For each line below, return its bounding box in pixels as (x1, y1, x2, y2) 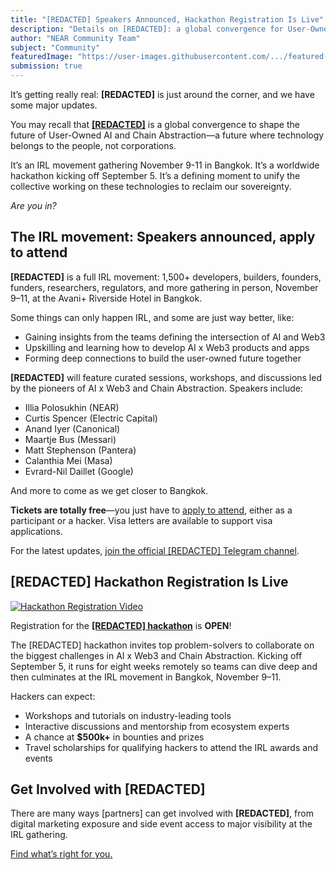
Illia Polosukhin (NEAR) (24, 401, 120, 413)
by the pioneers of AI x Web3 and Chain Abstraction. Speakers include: (10, 382, 303, 394)
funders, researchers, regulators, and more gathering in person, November (10, 281, 319, 293)
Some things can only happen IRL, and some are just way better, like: (10, 311, 295, 323)
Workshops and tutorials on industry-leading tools (24, 709, 232, 721)
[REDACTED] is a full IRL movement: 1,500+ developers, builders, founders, (10, 271, 322, 283)
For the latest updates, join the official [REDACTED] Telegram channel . (10, 544, 300, 556)
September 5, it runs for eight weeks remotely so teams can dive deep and (10, 660, 318, 672)
